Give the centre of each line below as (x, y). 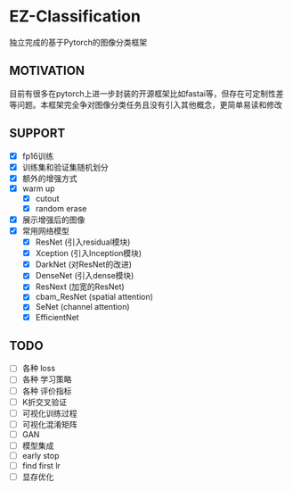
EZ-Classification (75, 17)
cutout (47, 198)
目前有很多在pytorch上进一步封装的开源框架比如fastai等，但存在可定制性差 (146, 93)
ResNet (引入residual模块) (83, 242)
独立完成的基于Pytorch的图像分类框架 (78, 42)
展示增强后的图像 (53, 220)
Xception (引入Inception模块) (89, 253)
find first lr (41, 465)
